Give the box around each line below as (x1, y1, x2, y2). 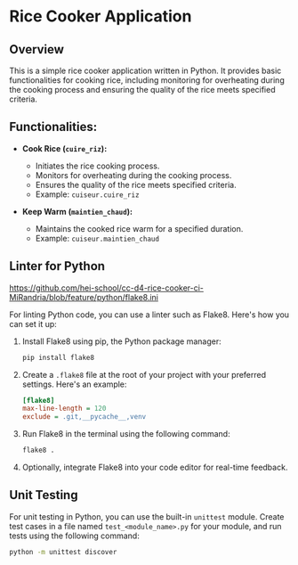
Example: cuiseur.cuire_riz (35, 189, 140, 200)
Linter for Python (9, 258, 105, 274)
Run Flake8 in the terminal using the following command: (21, 429, 230, 439)
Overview (9, 42, 65, 57)
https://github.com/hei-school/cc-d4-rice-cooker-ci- (9, 282, 205, 293)
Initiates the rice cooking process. (35, 160, 160, 171)
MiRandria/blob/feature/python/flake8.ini (9, 291, 158, 302)
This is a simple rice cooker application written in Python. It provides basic (9, 65, 282, 76)
